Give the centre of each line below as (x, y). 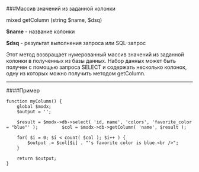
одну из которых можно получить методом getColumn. (76, 73)
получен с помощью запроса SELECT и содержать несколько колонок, (97, 67)
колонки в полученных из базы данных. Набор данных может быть (91, 61)
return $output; (37, 158)
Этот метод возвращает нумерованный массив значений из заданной (95, 55)
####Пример (23, 90)
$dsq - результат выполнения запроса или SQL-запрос (76, 43)
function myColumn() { (34, 101)
